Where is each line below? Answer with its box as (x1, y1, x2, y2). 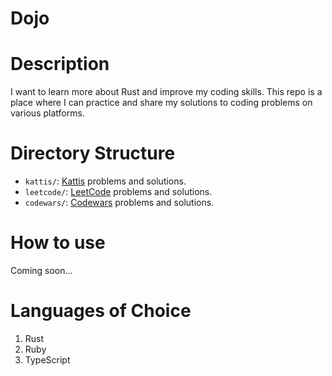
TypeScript (24, 353, 71, 366)
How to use (10, 232, 106, 254)
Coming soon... (10, 265, 73, 276)
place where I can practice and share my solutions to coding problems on (10, 97, 313, 109)
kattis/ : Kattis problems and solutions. (24, 175, 187, 187)
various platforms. (10, 107, 85, 119)
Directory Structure (10, 142, 176, 165)
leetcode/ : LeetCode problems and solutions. (24, 186, 213, 198)
